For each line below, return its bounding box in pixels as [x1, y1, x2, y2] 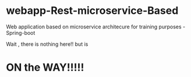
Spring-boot [6, 29, 36, 36]
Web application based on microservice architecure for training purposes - [6, 23, 185, 30]
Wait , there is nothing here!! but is [6, 41, 89, 47]
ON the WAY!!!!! [6, 61, 84, 74]
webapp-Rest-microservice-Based [6, 4, 179, 17]
